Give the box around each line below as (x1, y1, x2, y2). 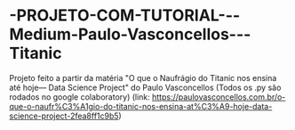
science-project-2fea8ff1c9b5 (9, 110, 119, 121)
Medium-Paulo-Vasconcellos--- (9, 24, 251, 45)
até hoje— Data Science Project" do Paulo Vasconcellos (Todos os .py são (9, 82, 282, 93)
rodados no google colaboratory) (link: (9, 91, 151, 102)
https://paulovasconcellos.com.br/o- (152, 91, 286, 102)
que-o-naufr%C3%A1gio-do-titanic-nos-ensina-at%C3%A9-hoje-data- (9, 101, 273, 111)
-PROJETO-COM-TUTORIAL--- (9, 5, 241, 26)
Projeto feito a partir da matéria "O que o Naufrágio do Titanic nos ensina (9, 72, 277, 83)
